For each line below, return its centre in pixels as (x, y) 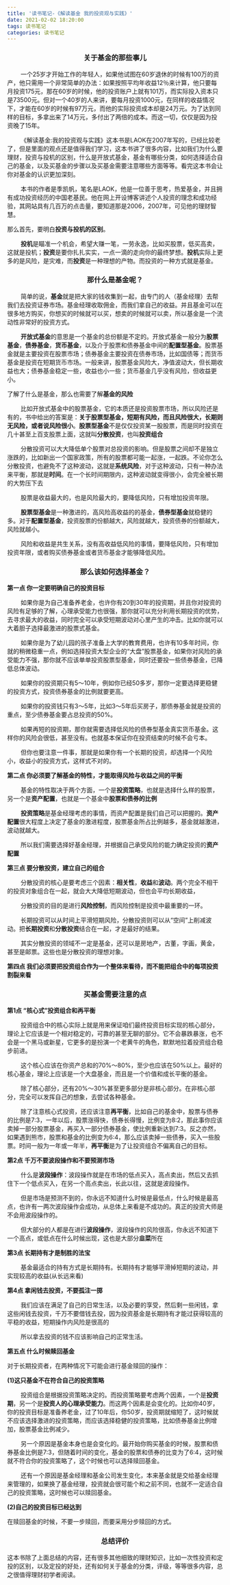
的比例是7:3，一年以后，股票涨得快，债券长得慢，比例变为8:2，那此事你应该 (115, 1120)
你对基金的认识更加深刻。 (43, 174)
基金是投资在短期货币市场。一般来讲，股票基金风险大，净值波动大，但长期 (112, 362)
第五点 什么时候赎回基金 (41, 1351)
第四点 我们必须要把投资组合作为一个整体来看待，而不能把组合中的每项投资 (113, 966)
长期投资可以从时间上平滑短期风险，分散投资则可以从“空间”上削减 (113, 920)
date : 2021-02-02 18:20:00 (46, 20)
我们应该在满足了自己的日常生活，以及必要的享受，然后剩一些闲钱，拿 (119, 1305)
